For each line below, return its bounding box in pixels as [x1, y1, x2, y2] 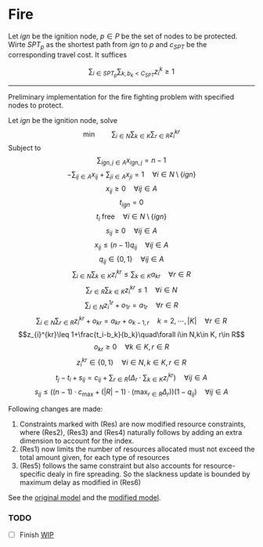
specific [19, 469, 45, 479]
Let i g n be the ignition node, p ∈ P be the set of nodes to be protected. [8, 31, 238, 41]
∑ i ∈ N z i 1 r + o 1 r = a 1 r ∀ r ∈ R [85, 299, 178, 311]
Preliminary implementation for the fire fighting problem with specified [8, 92, 235, 101]
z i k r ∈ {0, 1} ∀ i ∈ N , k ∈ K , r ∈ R [76, 356, 187, 369]
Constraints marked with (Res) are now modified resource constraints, [19, 419, 247, 429]
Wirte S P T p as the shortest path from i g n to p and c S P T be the [8, 39, 207, 51]
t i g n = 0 [119, 197, 144, 209]
